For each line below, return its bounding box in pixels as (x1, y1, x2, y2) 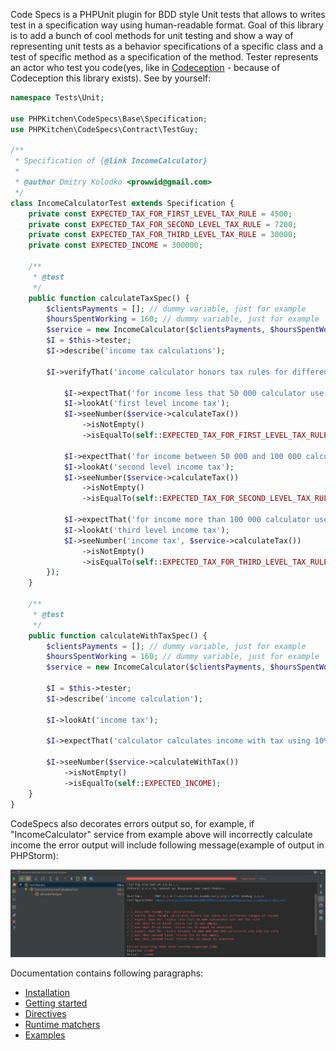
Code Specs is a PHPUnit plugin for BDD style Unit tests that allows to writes (10, 9, 326, 20)
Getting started (24, 997, 88, 1009)
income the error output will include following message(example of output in (10, 839, 325, 851)
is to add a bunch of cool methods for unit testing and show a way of (10, 30, 294, 41)
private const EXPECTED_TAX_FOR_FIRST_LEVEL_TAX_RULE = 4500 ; (28, 209, 293, 219)
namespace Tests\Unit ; (10, 93, 105, 103)
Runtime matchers (24, 1019, 101, 1031)
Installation (24, 987, 71, 999)
